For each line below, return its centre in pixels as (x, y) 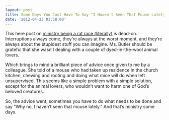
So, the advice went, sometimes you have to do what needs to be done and (83, 101)
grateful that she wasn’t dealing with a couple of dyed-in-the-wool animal (81, 50)
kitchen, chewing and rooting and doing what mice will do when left (75, 76)
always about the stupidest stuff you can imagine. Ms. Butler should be (79, 44)
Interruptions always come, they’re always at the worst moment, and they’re (84, 39)
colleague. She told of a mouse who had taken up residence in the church (82, 70)
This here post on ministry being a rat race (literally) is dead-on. (71, 34)
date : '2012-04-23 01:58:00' (36, 19)
